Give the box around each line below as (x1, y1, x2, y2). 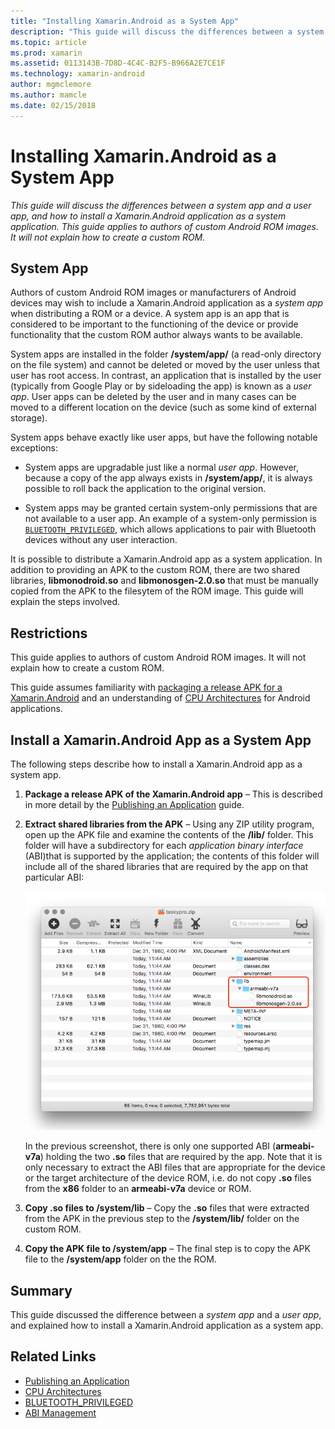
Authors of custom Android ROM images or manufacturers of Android (10, 286, 297, 299)
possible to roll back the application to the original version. (24, 483, 267, 495)
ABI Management (24, 1406, 97, 1419)
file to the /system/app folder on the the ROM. (24, 1253, 217, 1265)
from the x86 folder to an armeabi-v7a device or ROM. (24, 1183, 252, 1195)
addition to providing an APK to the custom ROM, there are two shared (10, 564, 301, 576)
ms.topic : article (10, 37, 87, 47)
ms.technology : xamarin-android (10, 69, 145, 79)
